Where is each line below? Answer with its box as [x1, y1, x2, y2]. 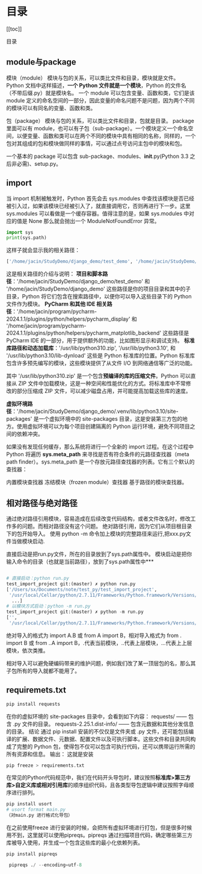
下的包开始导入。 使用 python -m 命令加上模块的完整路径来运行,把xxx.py [6, 530, 186, 537]
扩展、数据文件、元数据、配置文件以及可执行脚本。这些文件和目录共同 [16, 735, 191, 743]
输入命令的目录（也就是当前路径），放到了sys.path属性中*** [6, 558, 155, 565]
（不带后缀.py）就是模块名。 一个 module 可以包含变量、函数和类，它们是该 [6, 89, 195, 96]
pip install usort [6, 801, 52, 807]
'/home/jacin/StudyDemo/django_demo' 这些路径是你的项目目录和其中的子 [6, 285, 191, 292]
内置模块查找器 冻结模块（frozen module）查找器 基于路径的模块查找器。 [6, 479, 188, 486]
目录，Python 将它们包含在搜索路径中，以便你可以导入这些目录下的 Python [6, 293, 192, 300]
